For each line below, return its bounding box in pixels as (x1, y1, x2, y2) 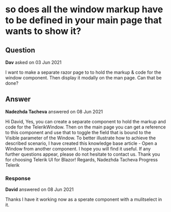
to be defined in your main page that (5, 14, 162, 26)
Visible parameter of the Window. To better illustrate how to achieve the (5, 135, 156, 141)
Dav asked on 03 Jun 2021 (5, 59, 62, 65)
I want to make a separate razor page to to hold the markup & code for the (5, 69, 161, 75)
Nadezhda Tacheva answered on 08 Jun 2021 (5, 109, 103, 115)
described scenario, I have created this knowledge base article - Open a (5, 140, 157, 146)
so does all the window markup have (5, 4, 163, 15)
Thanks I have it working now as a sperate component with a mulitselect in (5, 196, 162, 203)
